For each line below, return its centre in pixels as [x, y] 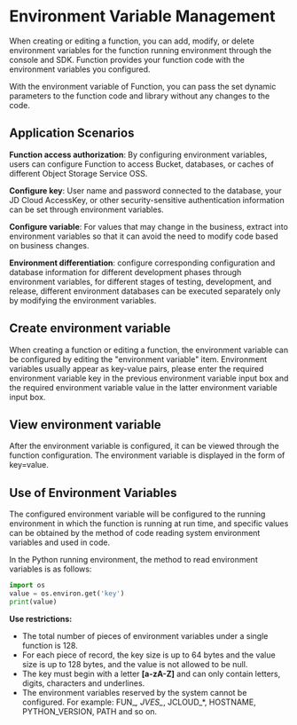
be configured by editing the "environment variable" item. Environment [138, 359]
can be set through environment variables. [86, 209]
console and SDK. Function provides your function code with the [127, 59]
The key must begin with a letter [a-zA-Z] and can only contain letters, [151, 674]
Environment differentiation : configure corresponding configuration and [142, 263]
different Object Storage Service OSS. [78, 173]
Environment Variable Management [142, 16]
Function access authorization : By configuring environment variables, [138, 154]
